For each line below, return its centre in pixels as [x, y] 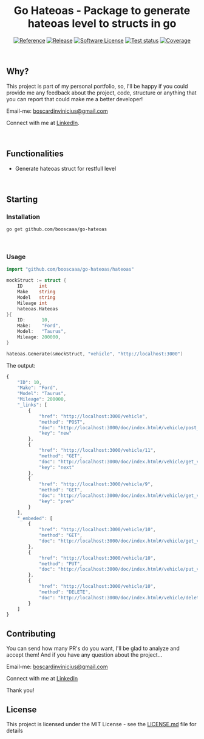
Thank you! [20, 690]
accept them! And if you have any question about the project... [84, 655]
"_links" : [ [32, 405]
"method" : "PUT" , [61, 564]
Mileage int [32, 303]
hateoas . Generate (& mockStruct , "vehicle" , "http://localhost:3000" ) [95, 354]
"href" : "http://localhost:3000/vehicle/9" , [96, 484]
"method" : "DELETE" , [65, 592]
